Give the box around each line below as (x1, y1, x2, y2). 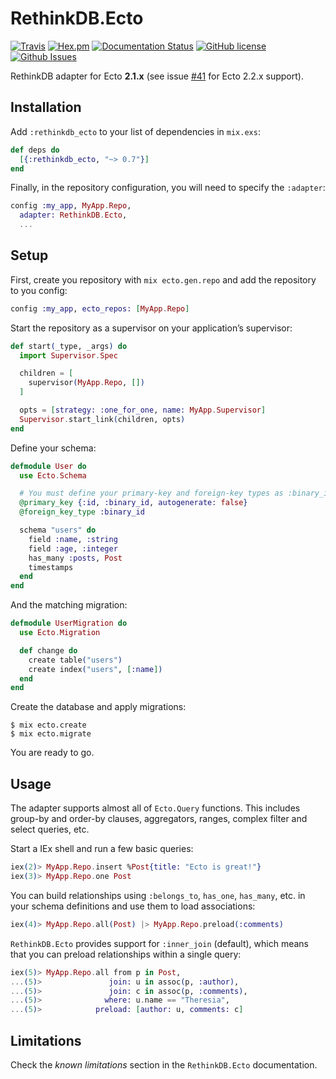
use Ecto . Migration (19, 628, 101, 638)
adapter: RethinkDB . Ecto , (19, 210, 128, 221)
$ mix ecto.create (10, 720, 87, 731)
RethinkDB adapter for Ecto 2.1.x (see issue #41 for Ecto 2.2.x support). (10, 70, 304, 82)
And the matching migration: (10, 599, 128, 611)
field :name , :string (28, 534, 118, 544)
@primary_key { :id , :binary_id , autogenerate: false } (19, 498, 248, 508)
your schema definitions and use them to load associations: (10, 900, 256, 912)
